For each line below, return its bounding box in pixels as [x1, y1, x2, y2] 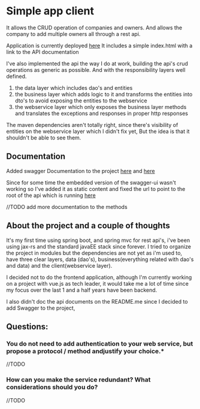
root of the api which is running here [6, 192, 96, 199]
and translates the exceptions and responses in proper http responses [14, 110, 189, 117]
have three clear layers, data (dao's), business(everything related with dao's [6, 256, 194, 263]
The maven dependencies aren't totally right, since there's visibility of [6, 121, 178, 128]
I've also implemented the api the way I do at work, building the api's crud [6, 60, 189, 67]
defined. [6, 72, 27, 80]
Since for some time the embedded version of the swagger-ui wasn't [6, 178, 176, 186]
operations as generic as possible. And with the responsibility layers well [6, 66, 186, 73]
